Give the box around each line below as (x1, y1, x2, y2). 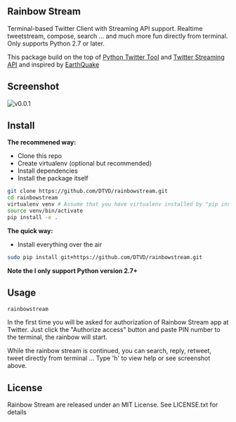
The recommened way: (7, 138, 77, 147)
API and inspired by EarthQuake (7, 60, 100, 69)
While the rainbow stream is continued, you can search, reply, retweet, (7, 347, 212, 355)
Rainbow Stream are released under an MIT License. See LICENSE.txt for (7, 400, 218, 409)
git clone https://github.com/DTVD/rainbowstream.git (7, 187, 169, 195)
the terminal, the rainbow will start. (7, 333, 107, 341)
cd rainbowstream (7, 194, 58, 202)
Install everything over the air (17, 240, 103, 249)
